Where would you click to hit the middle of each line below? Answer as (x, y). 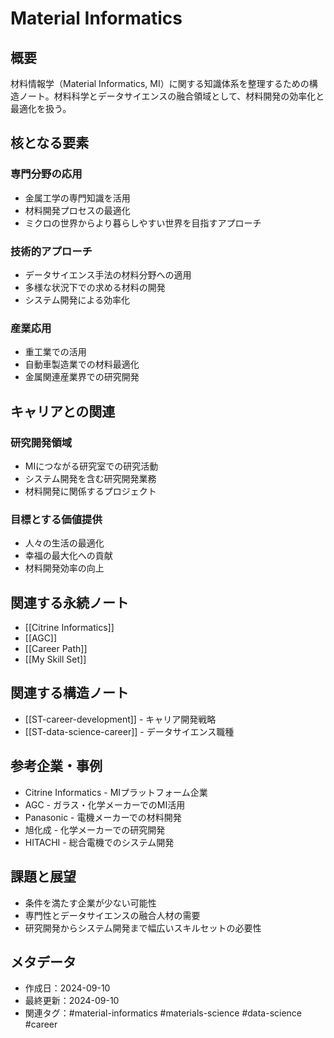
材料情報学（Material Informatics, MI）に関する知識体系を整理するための (160, 83)
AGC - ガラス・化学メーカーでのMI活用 (105, 804)
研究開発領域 (41, 442)
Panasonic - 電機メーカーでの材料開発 (103, 817)
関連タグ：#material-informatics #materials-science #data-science (163, 1013)
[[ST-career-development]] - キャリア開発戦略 (120, 719)
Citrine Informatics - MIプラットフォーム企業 (116, 792)
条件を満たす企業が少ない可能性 (90, 903)
